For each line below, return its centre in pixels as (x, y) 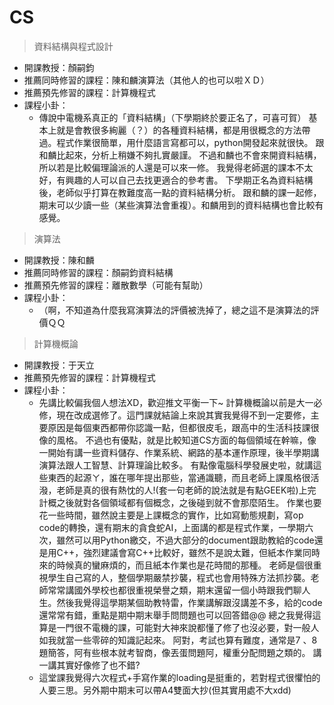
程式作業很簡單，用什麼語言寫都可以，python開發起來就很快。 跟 (190, 142)
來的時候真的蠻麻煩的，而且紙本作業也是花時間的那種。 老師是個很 (176, 565)
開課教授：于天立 (59, 365)
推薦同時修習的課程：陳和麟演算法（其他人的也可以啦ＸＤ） (146, 80)
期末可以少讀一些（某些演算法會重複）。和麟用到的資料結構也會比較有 (181, 205)
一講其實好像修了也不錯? (89, 665)
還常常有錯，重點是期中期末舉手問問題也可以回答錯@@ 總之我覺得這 (180, 615)
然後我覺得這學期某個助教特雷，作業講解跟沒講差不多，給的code (189, 602)
